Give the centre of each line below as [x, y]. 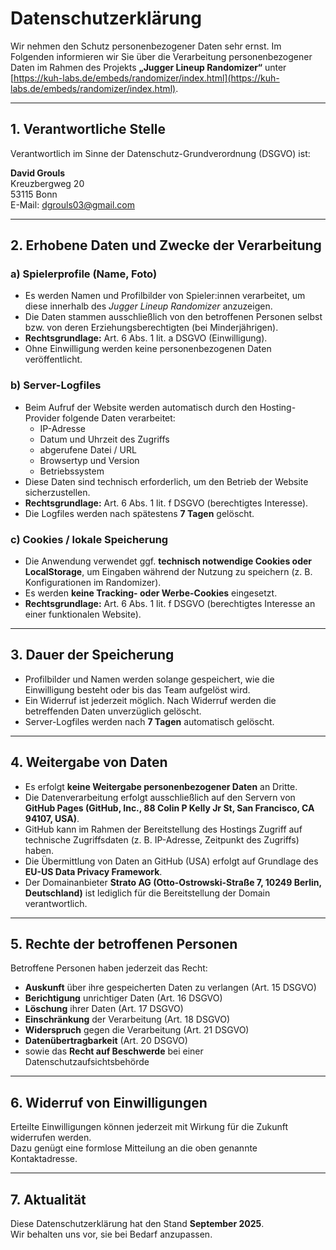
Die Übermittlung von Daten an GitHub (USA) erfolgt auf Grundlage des [171, 861]
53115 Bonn [34, 194]
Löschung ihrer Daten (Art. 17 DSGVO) [104, 1009]
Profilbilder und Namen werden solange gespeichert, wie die [149, 679]
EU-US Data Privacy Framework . [93, 871]
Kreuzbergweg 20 [47, 183]
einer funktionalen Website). [83, 614]
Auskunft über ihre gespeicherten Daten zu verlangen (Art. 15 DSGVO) [170, 988]
